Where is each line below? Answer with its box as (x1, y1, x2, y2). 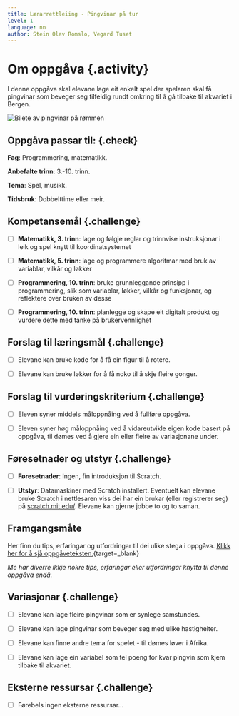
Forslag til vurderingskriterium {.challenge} (7, 390, 205, 403)
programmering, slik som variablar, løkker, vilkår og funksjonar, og (17, 286, 212, 295)
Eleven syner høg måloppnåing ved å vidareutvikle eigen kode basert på (17, 424, 230, 433)
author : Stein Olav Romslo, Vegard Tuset (7, 30, 133, 38)
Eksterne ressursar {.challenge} (7, 682, 153, 694)
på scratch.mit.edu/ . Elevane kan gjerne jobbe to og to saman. (17, 501, 200, 510)
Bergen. (7, 100, 31, 109)
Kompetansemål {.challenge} (7, 216, 141, 228)
